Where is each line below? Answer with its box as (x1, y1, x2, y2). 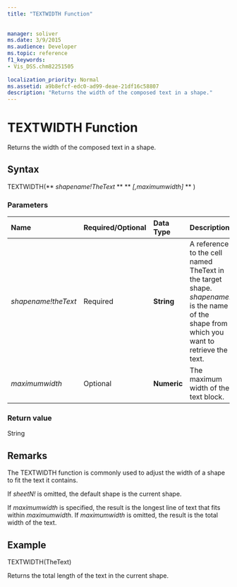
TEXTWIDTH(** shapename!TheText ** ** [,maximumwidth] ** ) (7, 182, 196, 191)
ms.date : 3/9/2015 (7, 37, 61, 44)
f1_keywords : (7, 57, 46, 64)
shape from (189, 319, 228, 329)
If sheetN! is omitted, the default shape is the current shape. (7, 489, 182, 499)
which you (189, 327, 224, 337)
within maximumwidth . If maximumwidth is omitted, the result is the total (7, 511, 219, 520)
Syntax (7, 163, 39, 175)
